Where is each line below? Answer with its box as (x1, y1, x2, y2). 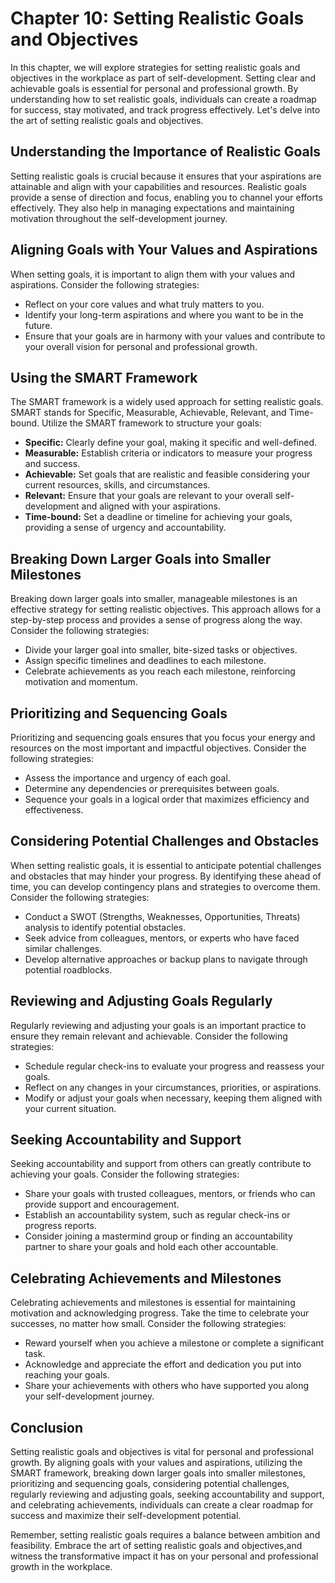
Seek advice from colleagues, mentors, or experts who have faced (24, 932, 300, 944)
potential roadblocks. (24, 963, 113, 976)
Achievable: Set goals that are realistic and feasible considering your (24, 468, 311, 481)
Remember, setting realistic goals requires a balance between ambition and (10, 1529, 321, 1541)
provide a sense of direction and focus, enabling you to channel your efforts (10, 191, 323, 203)
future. (24, 319, 53, 331)
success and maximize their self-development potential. (10, 1510, 242, 1522)
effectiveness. (24, 804, 84, 816)
